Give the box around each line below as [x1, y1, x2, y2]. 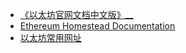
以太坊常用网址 [19, 32, 82, 43]
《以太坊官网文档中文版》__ [19, 9, 134, 20]
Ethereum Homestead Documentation [19, 20, 176, 32]
